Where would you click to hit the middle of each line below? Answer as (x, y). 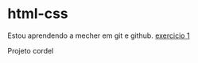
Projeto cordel (31, 50)
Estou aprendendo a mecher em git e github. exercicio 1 (99, 35)
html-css (38, 14)
